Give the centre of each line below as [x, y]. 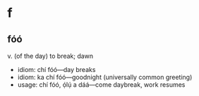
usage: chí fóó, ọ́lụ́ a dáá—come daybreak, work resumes [101, 85]
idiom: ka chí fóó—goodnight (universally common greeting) [105, 77]
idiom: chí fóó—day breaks [56, 70]
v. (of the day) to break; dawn [50, 56]
